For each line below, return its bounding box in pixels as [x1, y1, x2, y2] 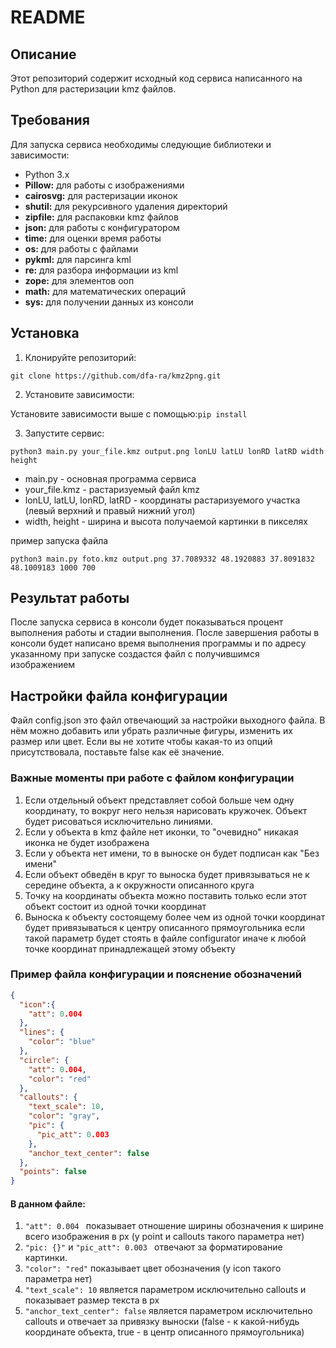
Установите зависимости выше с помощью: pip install [10, 407, 248, 420]
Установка [10, 325, 80, 342]
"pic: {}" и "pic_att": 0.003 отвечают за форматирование [24, 1241, 283, 1253]
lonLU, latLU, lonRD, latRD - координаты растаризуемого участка [24, 494, 301, 506]
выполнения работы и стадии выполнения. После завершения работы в [10, 627, 320, 639]
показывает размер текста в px [24, 1294, 160, 1306]
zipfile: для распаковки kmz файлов [24, 211, 179, 223]
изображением [10, 659, 76, 671]
